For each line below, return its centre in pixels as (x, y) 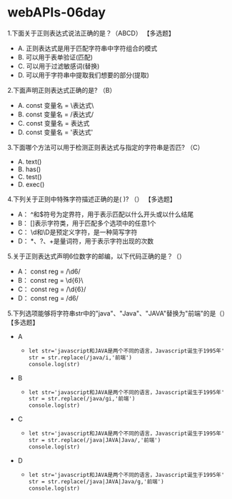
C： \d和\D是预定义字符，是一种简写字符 (77, 232)
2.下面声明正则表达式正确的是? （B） (62, 90)
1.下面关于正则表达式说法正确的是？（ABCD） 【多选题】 (91, 33)
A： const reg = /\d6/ (49, 271)
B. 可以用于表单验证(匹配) (55, 57)
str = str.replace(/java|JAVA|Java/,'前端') (95, 440)
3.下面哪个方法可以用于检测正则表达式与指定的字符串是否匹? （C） (106, 147)
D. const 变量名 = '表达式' (55, 132)
